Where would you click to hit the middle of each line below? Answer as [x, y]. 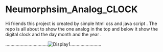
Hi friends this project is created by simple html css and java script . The [81, 23]
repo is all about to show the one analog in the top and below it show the [82, 29]
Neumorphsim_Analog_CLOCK [72, 9]
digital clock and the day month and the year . [54, 34]
